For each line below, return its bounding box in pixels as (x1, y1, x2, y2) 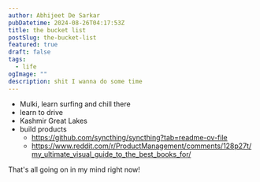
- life (15, 63, 37, 71)
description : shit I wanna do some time (8, 77, 143, 85)
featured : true (8, 41, 58, 49)
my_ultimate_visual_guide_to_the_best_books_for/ (31, 149, 191, 158)
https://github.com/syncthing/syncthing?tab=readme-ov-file (31, 132, 228, 142)
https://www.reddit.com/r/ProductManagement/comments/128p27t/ (31, 141, 252, 150)
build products (19, 124, 67, 134)
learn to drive (19, 107, 63, 117)
